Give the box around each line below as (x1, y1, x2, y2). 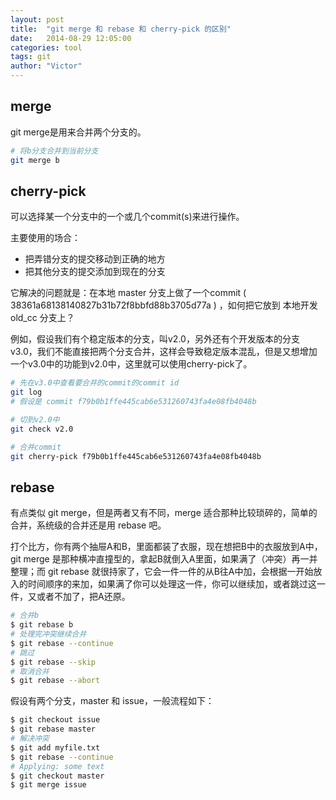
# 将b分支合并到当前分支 (10, 146, 99, 156)
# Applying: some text (10, 761, 105, 771)
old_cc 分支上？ (10, 312, 75, 324)
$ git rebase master (10, 724, 97, 735)
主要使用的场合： (10, 232, 81, 244)
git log (10, 387, 43, 398)
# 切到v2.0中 (10, 415, 60, 425)
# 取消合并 (10, 666, 50, 676)
